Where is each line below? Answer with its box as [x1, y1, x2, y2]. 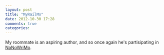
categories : [5, 26, 30, 31]
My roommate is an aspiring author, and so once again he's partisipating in [5, 39, 159, 45]
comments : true [5, 21, 37, 26]
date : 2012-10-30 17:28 [5, 16, 55, 21]
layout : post [5, 7, 32, 12]
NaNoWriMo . [5, 45, 31, 51]
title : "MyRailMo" [5, 12, 43, 17]
